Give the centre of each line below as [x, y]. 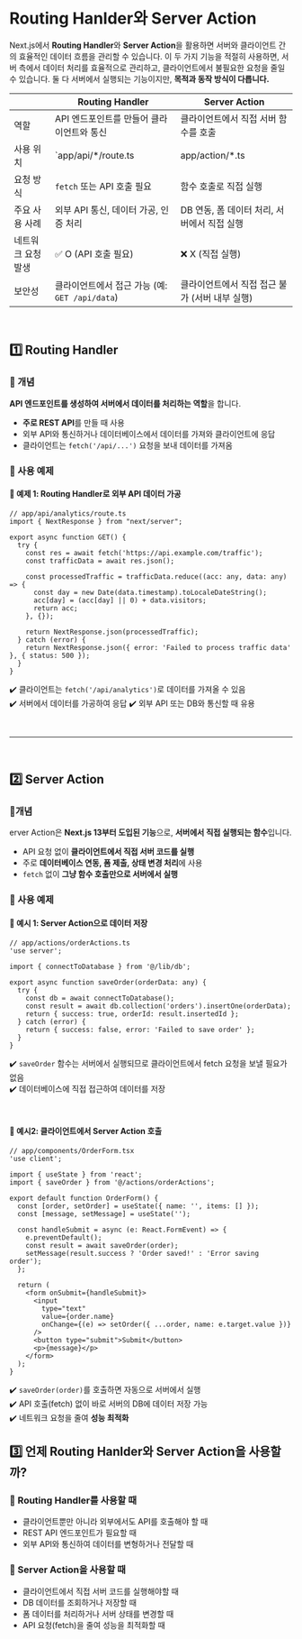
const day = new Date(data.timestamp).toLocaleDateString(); [150, 592]
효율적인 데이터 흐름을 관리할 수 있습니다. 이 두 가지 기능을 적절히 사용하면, [149, 56]
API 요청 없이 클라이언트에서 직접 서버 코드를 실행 [108, 852]
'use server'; [36, 951]
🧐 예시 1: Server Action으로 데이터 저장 [79, 923]
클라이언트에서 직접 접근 [228, 284]
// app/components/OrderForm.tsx [72, 1150]
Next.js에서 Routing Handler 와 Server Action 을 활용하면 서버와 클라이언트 [143, 45]
